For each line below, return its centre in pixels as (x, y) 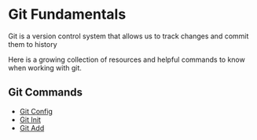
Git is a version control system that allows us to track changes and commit (128, 36)
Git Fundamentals (67, 14)
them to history (33, 44)
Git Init (30, 120)
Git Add (32, 127)
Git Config (36, 111)
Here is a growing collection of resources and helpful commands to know (127, 59)
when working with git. (45, 67)
